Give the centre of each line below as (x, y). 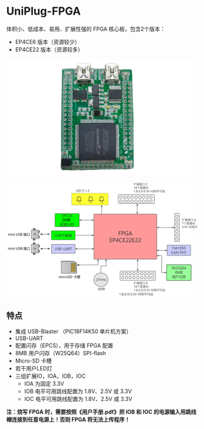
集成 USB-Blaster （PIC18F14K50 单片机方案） (73, 331)
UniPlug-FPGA (44, 11)
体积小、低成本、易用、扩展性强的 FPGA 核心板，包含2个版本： (86, 29)
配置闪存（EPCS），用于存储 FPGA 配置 (64, 345)
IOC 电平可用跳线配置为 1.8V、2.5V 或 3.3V (78, 399)
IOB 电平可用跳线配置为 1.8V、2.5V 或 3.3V (78, 391)
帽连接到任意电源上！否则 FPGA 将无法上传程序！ (68, 420)
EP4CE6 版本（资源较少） (47, 41)
